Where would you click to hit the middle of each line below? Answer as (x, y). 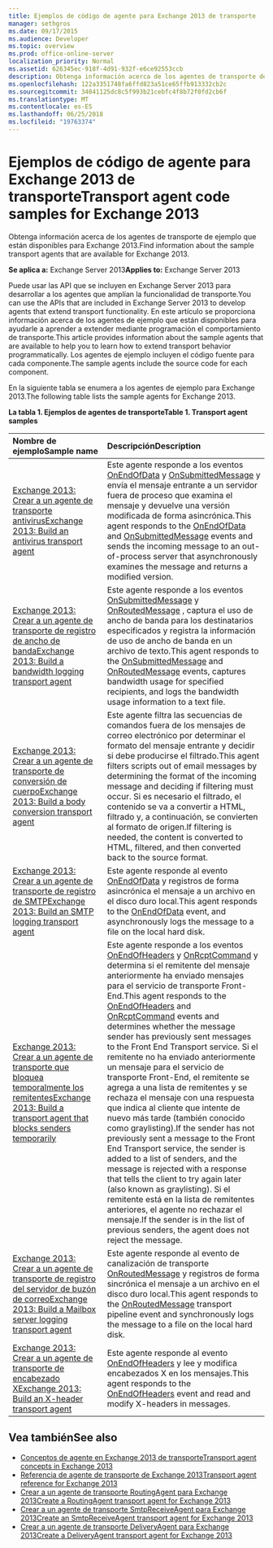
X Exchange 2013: (47, 1388)
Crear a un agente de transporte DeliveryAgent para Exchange (125, 1526)
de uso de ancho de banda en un (170, 641)
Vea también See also (63, 1438)
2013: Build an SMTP (53, 911)
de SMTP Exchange (49, 901)
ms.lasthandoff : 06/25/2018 (56, 115)
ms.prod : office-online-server (61, 54)
